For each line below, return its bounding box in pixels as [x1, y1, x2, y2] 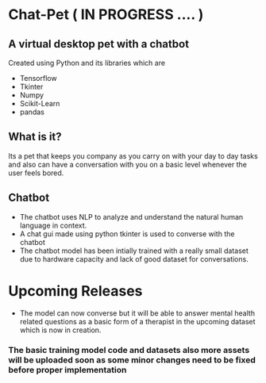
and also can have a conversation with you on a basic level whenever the [8, 159, 248, 169]
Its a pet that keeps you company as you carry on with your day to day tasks [8, 151, 258, 160]
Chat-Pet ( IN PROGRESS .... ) [8, 6, 204, 24]
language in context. [19, 220, 87, 230]
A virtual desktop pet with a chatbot [8, 37, 189, 51]
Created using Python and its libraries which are [8, 58, 165, 67]
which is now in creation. [19, 325, 102, 335]
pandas [19, 107, 45, 117]
